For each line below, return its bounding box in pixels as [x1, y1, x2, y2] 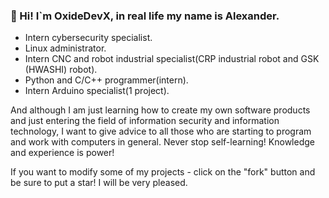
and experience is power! [10, 147, 115, 159]
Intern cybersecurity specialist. [24, 32, 153, 44]
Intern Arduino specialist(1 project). [24, 85, 170, 97]
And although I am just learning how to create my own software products [10, 104, 311, 116]
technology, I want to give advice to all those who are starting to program [10, 125, 312, 138]
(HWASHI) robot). [24, 64, 98, 76]
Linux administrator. [24, 42, 107, 54]
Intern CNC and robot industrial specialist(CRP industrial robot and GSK [24, 53, 320, 65]
